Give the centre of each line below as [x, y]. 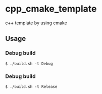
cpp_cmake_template [51, 9]
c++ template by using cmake [36, 23]
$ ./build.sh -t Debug [29, 64]
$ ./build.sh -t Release [31, 86]
